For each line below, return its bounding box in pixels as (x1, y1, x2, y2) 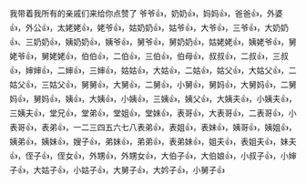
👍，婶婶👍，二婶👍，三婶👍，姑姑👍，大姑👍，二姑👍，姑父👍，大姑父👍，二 (9, 65, 297, 76)
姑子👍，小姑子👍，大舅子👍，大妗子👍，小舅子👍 (40, 165, 225, 175)
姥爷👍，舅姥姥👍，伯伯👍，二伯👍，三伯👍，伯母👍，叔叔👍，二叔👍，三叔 (9, 51, 289, 61)
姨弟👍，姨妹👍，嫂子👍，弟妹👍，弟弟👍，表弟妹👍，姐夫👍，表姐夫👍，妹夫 (9, 136, 297, 147)
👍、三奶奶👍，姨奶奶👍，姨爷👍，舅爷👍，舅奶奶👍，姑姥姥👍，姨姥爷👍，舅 (9, 36, 297, 47)
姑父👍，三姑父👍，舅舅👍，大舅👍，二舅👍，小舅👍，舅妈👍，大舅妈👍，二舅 (9, 79, 297, 89)
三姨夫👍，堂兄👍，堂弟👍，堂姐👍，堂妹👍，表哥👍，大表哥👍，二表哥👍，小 (9, 107, 297, 118)
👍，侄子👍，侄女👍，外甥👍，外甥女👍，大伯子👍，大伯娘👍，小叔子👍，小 (9, 150, 289, 161)
